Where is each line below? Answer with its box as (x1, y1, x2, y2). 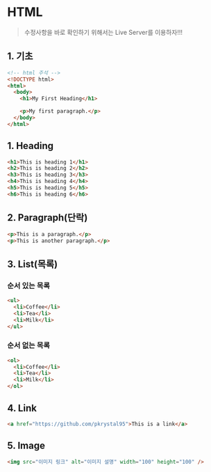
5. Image (7, 440, 45, 452)
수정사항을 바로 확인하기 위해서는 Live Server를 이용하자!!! (24, 28, 183, 36)
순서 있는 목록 (7, 281, 51, 290)
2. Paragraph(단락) (7, 212, 88, 223)
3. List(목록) (7, 258, 58, 270)
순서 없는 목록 (7, 340, 51, 350)
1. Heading (7, 140, 54, 152)
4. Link (7, 402, 37, 414)
